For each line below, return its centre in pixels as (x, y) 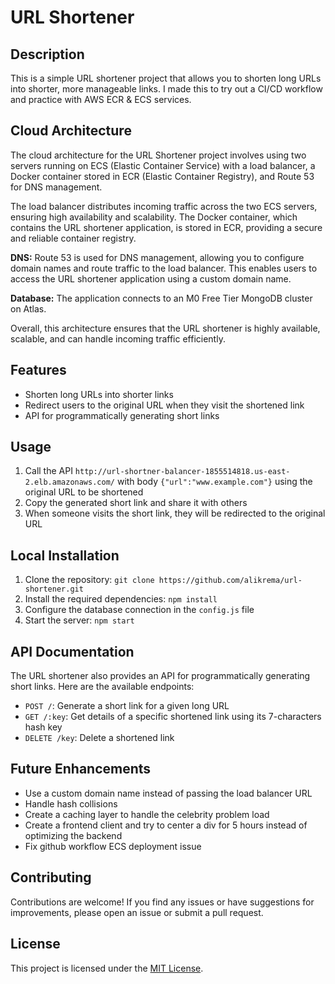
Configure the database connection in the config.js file (139, 610)
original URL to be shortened (84, 492)
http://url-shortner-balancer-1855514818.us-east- (182, 472)
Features (38, 370)
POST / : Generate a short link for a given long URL (127, 706)
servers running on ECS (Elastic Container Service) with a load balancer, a (163, 165)
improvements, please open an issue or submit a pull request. (137, 912)
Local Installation (65, 555)
